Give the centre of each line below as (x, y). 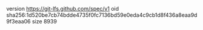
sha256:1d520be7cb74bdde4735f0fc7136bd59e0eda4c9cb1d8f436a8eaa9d (102, 15)
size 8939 (45, 21)
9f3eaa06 (19, 21)
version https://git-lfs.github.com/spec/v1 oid (63, 9)
